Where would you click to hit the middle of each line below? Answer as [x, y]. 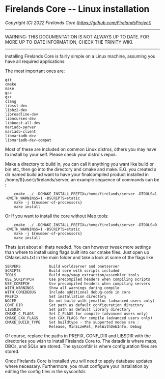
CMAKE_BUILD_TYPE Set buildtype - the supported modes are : [72, 322]
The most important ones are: [35, 71]
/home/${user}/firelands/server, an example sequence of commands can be [82, 179]
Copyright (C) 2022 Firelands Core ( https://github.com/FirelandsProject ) [79, 23]
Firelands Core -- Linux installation [77, 9]
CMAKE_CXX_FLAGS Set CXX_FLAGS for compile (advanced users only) [79, 318]
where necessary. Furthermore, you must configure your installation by [77, 366]
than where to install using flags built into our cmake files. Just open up [77, 252]
